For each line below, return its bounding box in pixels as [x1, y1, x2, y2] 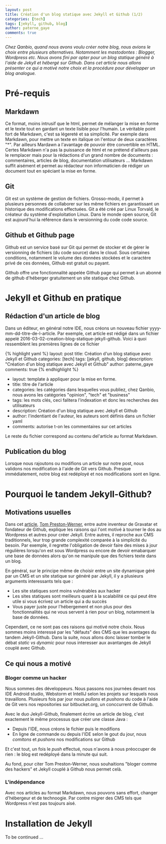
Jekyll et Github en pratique [5, 292, 122, 303]
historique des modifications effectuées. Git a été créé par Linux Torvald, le [5, 206, 159, 212]
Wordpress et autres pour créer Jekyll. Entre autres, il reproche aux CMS [5, 532, 154, 538]
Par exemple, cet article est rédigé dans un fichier [57, 330, 159, 336]
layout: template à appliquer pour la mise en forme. [12, 376, 116, 382]
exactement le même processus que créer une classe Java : [5, 716, 128, 722]
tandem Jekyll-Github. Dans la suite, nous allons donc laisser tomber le [5, 635, 151, 641]
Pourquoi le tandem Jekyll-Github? [5, 488, 152, 500]
